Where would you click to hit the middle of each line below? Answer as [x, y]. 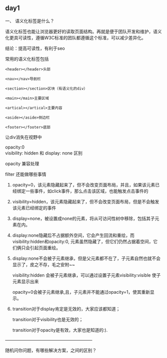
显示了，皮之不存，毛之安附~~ [44, 264]
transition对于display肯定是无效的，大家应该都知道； [66, 309]
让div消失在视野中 [24, 137]
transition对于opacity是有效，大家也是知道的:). [60, 330]
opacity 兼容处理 [22, 164]
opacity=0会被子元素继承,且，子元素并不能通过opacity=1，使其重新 [81, 292]
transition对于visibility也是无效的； [48, 319]
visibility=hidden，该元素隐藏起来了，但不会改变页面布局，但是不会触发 [86, 201]
